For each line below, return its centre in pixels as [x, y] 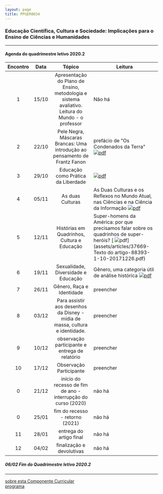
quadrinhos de [110, 234]
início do [71, 379]
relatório [71, 357]
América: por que [113, 222]
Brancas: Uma [71, 144]
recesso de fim [71, 385]
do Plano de [71, 81]
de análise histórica [116, 275]
